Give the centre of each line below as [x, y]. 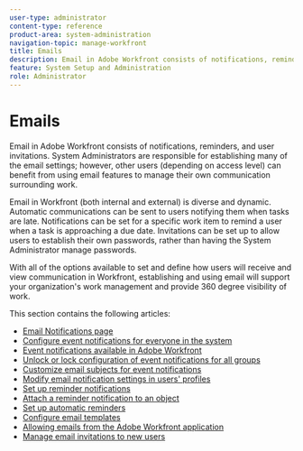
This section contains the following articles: [90, 313]
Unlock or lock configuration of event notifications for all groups [142, 359]
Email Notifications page [68, 331]
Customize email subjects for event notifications [112, 369]
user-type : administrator [58, 18]
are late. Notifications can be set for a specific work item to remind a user [146, 221]
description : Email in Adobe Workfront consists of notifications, [139, 60]
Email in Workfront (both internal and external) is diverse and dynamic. [141, 202]
